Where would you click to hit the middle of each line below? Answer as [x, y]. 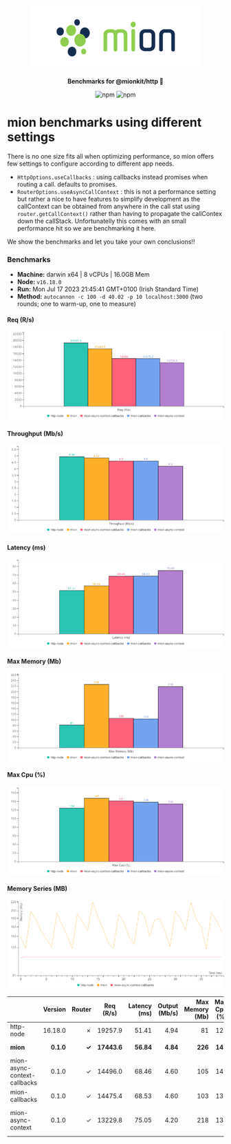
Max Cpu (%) [26, 775]
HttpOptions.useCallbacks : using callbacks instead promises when [112, 177]
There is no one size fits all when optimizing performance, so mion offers [111, 156]
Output [168, 1005]
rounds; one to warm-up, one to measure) [76, 304]
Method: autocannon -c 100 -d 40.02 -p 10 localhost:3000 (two [110, 297]
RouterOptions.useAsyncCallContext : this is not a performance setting [117, 191]
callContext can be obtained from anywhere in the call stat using [109, 206]
